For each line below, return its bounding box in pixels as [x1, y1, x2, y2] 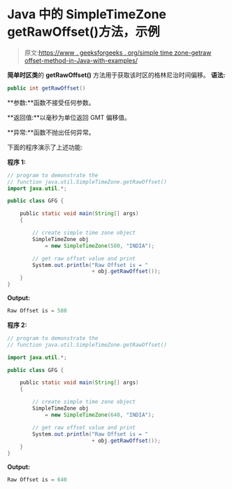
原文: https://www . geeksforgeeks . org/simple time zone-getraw [24, 48, 212, 57]
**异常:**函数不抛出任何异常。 [7, 128, 96, 137]
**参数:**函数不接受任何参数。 [7, 98, 96, 106]
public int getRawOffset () [7, 85, 86, 92]
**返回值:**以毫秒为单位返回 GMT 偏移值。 [7, 113, 131, 121]
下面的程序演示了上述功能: [7, 143, 83, 151]
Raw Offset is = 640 [7, 476, 68, 483]
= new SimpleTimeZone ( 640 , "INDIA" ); [44, 411, 155, 418]
